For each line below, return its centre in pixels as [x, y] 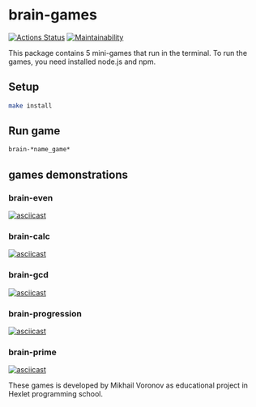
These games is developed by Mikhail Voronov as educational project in [128, 385]
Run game [34, 131]
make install [30, 106]
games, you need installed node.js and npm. [82, 61]
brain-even [31, 197]
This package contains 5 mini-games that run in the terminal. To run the [128, 53]
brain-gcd [28, 275]
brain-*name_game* [39, 150]
